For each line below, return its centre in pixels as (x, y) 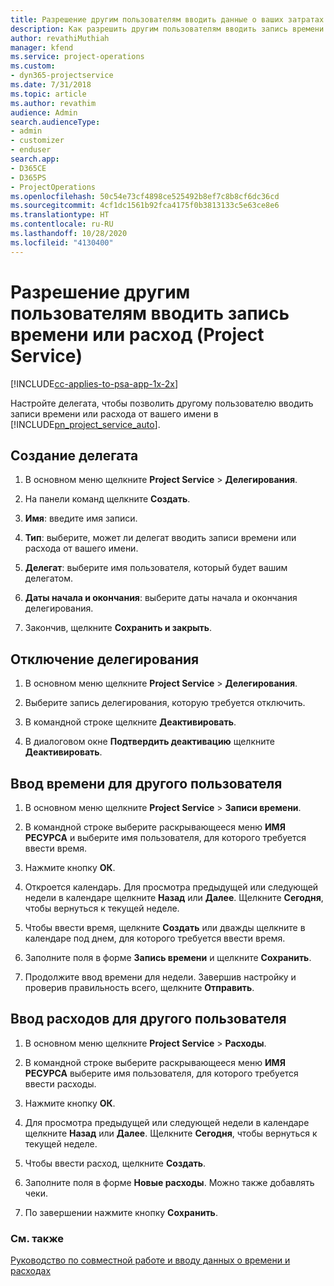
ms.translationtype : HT (60, 215)
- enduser (31, 150)
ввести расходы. (60, 1083)
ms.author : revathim (53, 103)
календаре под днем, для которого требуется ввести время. (155, 938)
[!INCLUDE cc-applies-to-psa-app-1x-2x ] (94, 383)
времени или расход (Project (137, 334)
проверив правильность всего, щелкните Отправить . (139, 987)
